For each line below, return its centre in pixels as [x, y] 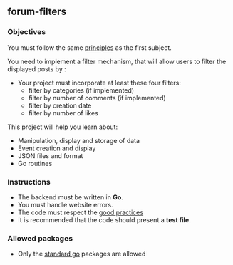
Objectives [27, 32]
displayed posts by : [37, 69]
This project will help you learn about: [63, 127]
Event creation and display [57, 148]
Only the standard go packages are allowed [82, 254]
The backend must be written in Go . [70, 197]
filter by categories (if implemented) [81, 90]
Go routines [35, 163]
